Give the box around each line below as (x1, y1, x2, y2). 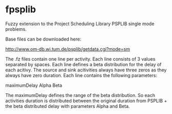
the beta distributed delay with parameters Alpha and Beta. (5, 103, 130, 109)
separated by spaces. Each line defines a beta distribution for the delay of (5, 61, 162, 67)
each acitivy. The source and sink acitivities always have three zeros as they (5, 67, 167, 73)
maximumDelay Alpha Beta (5, 82, 63, 88)
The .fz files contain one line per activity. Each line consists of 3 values (5, 55, 156, 62)
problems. (5, 26, 27, 32)
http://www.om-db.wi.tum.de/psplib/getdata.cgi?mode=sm (5, 46, 130, 52)
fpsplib (5, 4, 36, 15)
